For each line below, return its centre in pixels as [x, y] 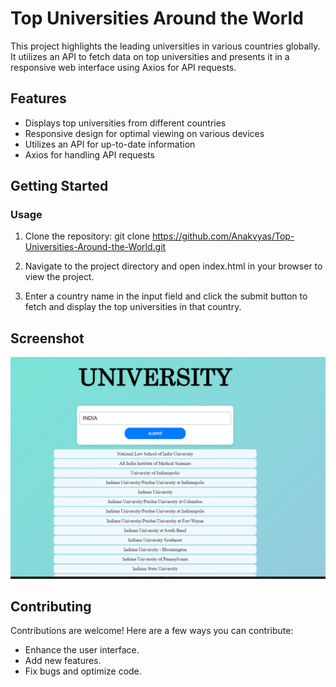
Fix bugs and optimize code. [83, 671]
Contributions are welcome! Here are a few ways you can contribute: [152, 631]
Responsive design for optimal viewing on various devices [144, 133]
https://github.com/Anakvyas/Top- [223, 236]
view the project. [59, 277]
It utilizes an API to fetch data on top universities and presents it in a [150, 56]
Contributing [51, 607]
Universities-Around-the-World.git [95, 247]
